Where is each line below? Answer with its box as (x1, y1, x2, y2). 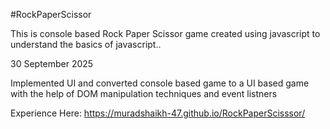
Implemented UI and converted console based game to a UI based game (10, 77, 310, 89)
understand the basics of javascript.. (10, 39, 162, 50)
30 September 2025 (10, 58, 94, 69)
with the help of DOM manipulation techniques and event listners (10, 88, 278, 99)
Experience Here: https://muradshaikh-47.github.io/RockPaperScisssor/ (10, 107, 306, 119)
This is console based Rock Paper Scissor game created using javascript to (10, 28, 321, 39)
